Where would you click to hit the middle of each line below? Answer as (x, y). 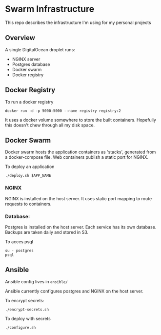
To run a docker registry (29, 102)
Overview (20, 38)
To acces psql (19, 241)
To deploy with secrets (28, 318)
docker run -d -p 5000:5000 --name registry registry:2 (63, 111)
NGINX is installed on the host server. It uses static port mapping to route (79, 198)
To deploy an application (30, 167)
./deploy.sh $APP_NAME (28, 176)
